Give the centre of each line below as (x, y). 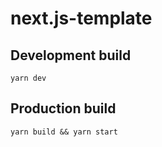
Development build (71, 55)
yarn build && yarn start (64, 132)
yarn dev (28, 78)
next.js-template (81, 18)
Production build (63, 108)
